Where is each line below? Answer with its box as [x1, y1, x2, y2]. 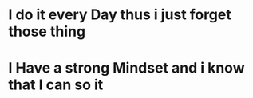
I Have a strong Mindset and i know [8, 59, 245, 77]
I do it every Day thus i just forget [8, 6, 231, 24]
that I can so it [8, 76, 104, 94]
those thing [8, 22, 86, 41]
